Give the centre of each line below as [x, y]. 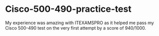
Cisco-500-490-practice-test [68, 9]
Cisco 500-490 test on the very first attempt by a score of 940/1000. [76, 28]
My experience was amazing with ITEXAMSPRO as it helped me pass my [79, 23]
